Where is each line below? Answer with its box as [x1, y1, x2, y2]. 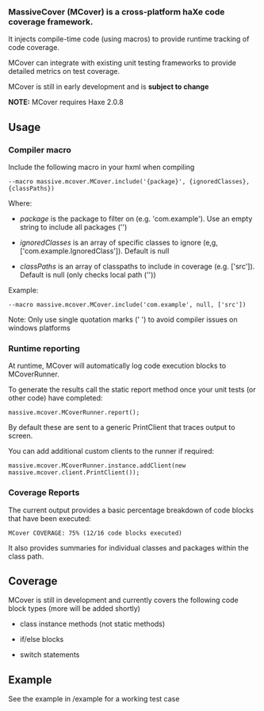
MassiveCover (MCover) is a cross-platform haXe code [8, 6, 225, 17]
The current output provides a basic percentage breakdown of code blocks [8, 505, 254, 515]
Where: [8, 198, 33, 208]
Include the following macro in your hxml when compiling [8, 162, 195, 172]
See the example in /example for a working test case [8, 694, 180, 704]
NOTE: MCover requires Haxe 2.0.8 [8, 98, 124, 107]
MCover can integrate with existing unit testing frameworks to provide [8, 58, 236, 68]
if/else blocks [19, 635, 64, 644]
